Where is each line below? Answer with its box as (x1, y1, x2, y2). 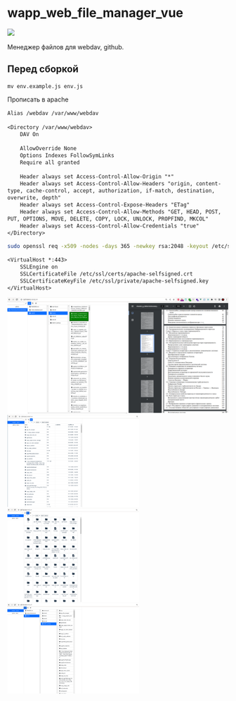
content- (195, 180, 221, 187)
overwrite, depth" (7, 194, 61, 201)
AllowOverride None (20, 144, 77, 152)
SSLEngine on (20, 263, 58, 271)
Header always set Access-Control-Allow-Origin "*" (20, 173, 174, 180)
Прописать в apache (7, 95, 69, 104)
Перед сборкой (7, 63, 79, 75)
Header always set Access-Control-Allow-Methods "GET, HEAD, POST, (20, 208, 221, 216)
